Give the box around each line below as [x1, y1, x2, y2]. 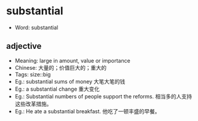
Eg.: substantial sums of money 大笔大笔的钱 [14, 77, 126, 85]
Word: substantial [14, 24, 59, 31]
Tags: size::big [14, 70, 51, 78]
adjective [6, 41, 42, 51]
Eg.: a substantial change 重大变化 [14, 85, 100, 92]
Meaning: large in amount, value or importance [14, 57, 130, 64]
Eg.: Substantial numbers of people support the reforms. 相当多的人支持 [14, 92, 193, 100]
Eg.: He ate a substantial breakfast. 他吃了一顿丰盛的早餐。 [14, 107, 160, 114]
